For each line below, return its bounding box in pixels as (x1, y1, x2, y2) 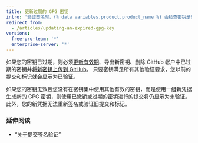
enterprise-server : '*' (11, 42, 70, 48)
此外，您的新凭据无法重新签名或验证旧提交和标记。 (6, 100, 130, 107)
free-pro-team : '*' (11, 36, 60, 42)
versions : (6, 31, 31, 36)
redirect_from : (6, 19, 44, 25)
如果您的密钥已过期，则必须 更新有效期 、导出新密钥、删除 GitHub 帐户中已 (6, 58, 186, 65)
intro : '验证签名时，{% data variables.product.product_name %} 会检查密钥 (6, 14, 187, 20)
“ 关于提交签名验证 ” (14, 131, 61, 138)
